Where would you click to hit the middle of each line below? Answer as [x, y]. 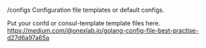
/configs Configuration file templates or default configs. [86, 10]
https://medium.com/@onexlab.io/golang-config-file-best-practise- [103, 31]
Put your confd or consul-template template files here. [84, 23]
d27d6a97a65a [28, 38]
